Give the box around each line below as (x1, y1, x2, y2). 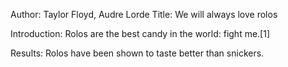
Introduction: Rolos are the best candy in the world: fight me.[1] (10, 28, 271, 39)
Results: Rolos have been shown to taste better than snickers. (10, 47, 265, 59)
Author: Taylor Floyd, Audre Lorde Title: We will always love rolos (10, 9, 278, 20)
